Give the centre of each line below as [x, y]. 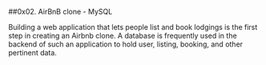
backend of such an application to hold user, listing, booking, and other [125, 44]
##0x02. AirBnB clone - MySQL [60, 12]
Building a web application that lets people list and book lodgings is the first [133, 27]
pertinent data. [33, 53]
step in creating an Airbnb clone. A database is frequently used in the [123, 36]
